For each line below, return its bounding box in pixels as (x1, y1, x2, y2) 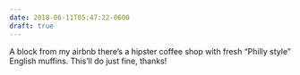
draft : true (9, 21, 54, 30)
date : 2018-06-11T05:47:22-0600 (9, 12, 130, 22)
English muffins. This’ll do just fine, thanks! (9, 55, 167, 66)
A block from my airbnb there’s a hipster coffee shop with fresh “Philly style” (9, 46, 291, 56)
